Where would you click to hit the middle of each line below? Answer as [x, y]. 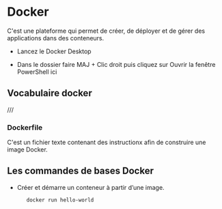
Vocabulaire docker [50, 93]
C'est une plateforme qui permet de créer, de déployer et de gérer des [106, 31]
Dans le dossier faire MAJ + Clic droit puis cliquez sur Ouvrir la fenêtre [116, 64]
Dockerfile [25, 127]
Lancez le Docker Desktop [54, 51]
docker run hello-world [60, 200]
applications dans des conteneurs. [56, 38]
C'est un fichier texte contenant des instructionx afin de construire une [107, 142]
